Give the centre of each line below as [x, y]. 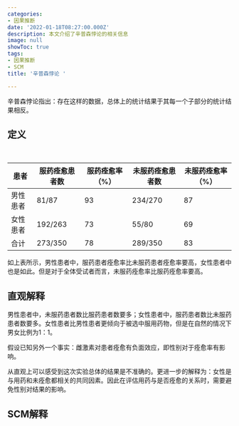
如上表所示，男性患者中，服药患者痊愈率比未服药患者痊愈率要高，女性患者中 [119, 263]
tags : [15, 54]
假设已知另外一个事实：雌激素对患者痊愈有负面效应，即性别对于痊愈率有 [113, 348]
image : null [25, 41]
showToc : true [28, 47]
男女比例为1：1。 [32, 333]
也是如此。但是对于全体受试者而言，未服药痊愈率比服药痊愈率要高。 [107, 271]
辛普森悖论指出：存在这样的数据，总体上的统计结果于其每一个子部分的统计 [116, 101]
